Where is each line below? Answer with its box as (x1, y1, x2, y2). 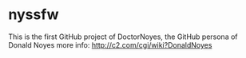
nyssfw (8, 6, 59, 24)
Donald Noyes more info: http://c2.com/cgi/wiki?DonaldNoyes (8, 40, 212, 49)
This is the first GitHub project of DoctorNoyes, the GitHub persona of (8, 32, 238, 41)
